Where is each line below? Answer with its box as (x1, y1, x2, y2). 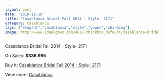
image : (5, 30, 19, 35)
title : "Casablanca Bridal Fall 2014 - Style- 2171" (5, 16, 115, 21)
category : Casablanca (5, 20, 49, 26)
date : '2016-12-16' (5, 12, 45, 17)
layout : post (5, 7, 32, 12)
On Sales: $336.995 (5, 53, 46, 59)
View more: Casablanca (5, 72, 53, 77)
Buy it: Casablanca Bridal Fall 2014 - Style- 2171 (5, 62, 101, 68)
